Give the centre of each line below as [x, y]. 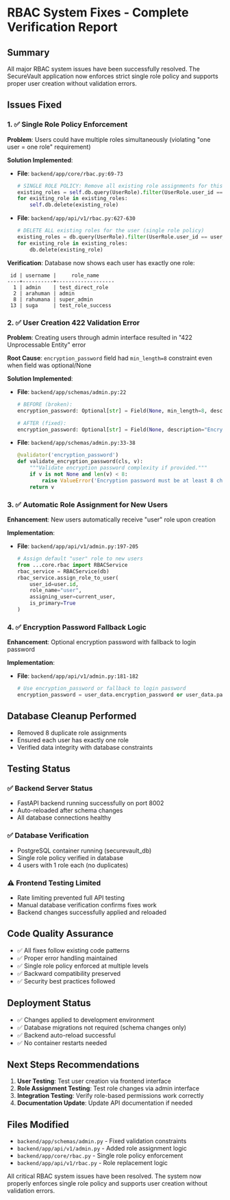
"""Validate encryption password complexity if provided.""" [118, 468]
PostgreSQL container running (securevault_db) [84, 850]
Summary [28, 52]
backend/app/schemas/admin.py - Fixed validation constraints [102, 1141]
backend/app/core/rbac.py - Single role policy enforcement [100, 1155]
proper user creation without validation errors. [72, 83]
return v [42, 487]
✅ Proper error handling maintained [67, 958]
